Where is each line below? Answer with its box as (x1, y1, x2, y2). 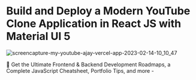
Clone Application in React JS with (6, 17, 182, 30)
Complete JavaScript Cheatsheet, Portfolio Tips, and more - (6, 67, 154, 74)
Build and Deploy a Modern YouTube (6, 4, 191, 18)
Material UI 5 (6, 30, 71, 43)
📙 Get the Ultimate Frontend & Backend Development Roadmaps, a (6, 61, 171, 68)
